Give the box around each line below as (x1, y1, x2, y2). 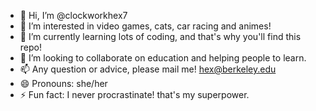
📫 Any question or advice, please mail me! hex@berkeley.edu (19, 63, 277, 75)
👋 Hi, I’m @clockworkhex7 (19, 10, 128, 21)
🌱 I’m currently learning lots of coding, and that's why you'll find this (19, 31, 302, 42)
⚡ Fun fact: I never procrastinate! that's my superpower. (19, 89, 250, 100)
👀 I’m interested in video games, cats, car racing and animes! (19, 20, 272, 32)
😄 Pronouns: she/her (19, 78, 108, 89)
